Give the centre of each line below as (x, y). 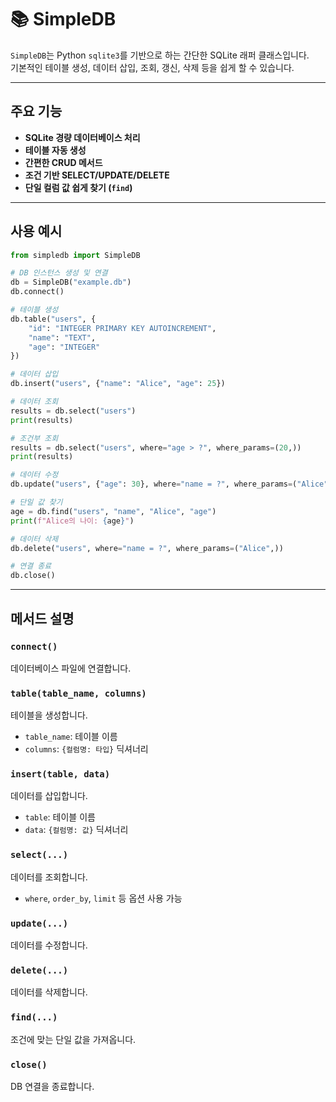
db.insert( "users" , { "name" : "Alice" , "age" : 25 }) (118, 384)
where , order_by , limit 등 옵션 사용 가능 (103, 898)
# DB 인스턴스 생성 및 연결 (59, 273)
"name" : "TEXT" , (62, 337)
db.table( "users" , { (53, 319)
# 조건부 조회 (34, 438)
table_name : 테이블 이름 (71, 737)
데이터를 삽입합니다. (49, 796)
